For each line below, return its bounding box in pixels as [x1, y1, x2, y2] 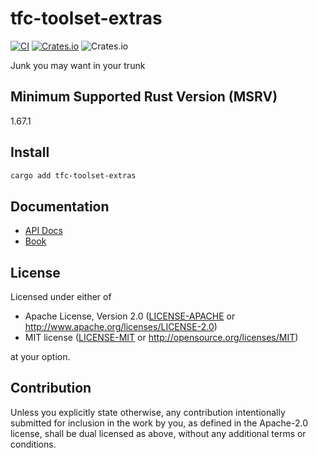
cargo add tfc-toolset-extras [10, 170, 137, 181]
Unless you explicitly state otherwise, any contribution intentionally [10, 406, 286, 418]
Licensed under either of [10, 291, 112, 303]
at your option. [10, 351, 71, 363]
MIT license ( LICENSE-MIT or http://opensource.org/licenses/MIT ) [24, 332, 299, 344]
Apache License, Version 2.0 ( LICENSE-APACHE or [24, 310, 236, 322]
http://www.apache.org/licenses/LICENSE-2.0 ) [24, 321, 218, 333]
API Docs [24, 225, 63, 237]
